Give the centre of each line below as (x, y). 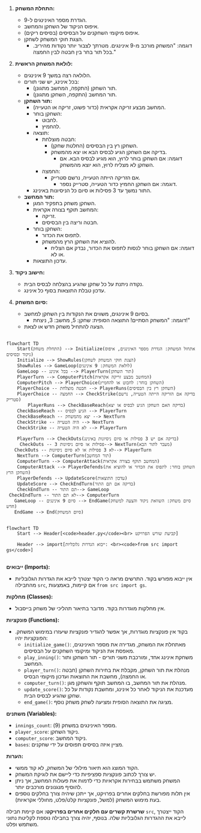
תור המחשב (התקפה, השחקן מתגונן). (75, 94)
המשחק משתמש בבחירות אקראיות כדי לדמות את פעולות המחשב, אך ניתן (97, 781)
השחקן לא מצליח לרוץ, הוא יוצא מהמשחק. (107, 165)
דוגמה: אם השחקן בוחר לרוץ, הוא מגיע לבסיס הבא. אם (121, 158)
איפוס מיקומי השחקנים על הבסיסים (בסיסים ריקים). (82, 33)
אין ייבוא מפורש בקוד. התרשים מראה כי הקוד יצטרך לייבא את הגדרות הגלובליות (103, 579)
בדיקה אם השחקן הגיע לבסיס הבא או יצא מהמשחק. (109, 152)
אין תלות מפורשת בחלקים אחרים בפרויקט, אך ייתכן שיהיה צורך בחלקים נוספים (102, 793)
